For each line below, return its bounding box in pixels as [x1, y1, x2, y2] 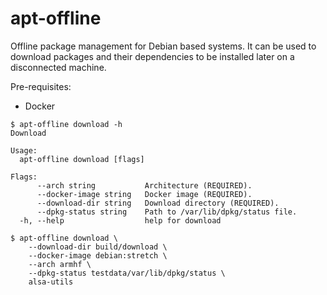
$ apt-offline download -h [10, 119, 123, 129]
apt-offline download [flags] [19, 154, 145, 164]
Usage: [10, 145, 38, 156]
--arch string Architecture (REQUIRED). [36, 180, 253, 191]
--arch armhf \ [28, 259, 92, 269]
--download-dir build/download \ [28, 242, 168, 252]
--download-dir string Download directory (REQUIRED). [36, 198, 280, 208]
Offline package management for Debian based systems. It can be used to [10, 40, 317, 52]
